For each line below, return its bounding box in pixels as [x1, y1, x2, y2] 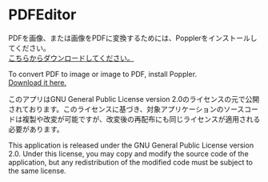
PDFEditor [8, 6, 77, 24]
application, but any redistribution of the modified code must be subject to [8, 157, 254, 167]
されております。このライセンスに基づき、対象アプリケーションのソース [8, 104, 245, 114]
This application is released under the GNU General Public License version [8, 140, 254, 150]
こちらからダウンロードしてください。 [8, 53, 134, 63]
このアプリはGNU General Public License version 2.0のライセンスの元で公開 [8, 94, 260, 103]
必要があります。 [8, 124, 64, 134]
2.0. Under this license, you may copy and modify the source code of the [8, 148, 250, 158]
